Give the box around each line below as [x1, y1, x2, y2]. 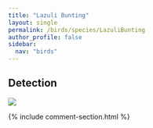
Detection [8, 76, 57, 90]
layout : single [8, 19, 58, 27]
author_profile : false [8, 33, 82, 41]
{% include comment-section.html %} [8, 112, 131, 121]
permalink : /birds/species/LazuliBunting [8, 26, 146, 34]
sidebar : [8, 41, 37, 48]
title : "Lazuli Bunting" [8, 11, 89, 20]
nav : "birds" [15, 48, 58, 55]
